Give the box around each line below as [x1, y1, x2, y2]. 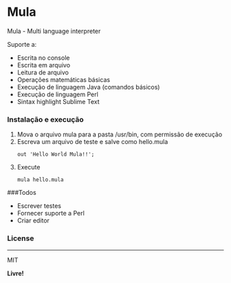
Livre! [7, 269, 24, 277]
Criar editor [16, 216, 50, 224]
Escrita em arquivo [16, 61, 71, 69]
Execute [16, 163, 41, 171]
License [7, 233, 34, 243]
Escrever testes [16, 202, 62, 210]
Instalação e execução [7, 114, 84, 124]
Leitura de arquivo [16, 68, 69, 76]
